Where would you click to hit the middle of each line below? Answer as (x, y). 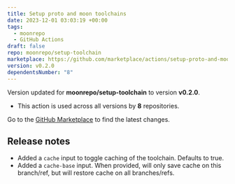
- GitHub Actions (39, 40)
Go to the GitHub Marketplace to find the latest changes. (88, 119)
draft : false (26, 46)
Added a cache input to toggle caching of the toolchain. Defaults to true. (121, 158)
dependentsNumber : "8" (40, 72)
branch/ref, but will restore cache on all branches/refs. (96, 173)
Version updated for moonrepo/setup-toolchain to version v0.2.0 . (104, 92)
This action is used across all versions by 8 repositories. (98, 106)
